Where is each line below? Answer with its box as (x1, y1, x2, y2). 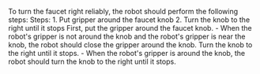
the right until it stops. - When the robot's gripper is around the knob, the (8, 49, 246, 57)
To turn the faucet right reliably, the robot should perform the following (8, 7, 239, 16)
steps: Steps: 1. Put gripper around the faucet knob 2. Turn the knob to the (8, 15, 251, 24)
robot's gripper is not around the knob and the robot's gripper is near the (8, 31, 246, 41)
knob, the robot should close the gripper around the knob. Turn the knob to (8, 40, 253, 50)
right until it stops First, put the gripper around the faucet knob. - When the (8, 24, 252, 32)
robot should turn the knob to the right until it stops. (8, 57, 176, 66)
